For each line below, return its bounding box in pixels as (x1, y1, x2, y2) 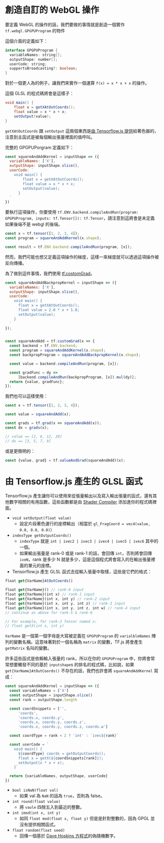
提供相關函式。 (28, 821, 59, 827)
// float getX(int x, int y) (5, 623, 64, 629)
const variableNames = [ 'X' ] (9, 688, 69, 693)
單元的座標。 (28, 563, 54, 569)
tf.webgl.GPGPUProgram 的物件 (5, 27, 65, 33)
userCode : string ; (9, 62, 47, 67)
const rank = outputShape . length (9, 697, 78, 702)
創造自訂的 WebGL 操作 (5, 4, 100, 16)
